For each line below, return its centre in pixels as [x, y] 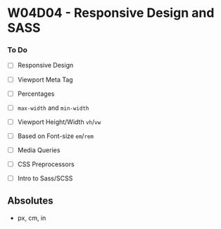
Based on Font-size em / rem [55, 136]
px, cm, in [32, 218]
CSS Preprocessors [46, 164]
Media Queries [39, 150]
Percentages [36, 94]
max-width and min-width [53, 108]
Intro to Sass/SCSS [45, 178]
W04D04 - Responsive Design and [111, 13]
